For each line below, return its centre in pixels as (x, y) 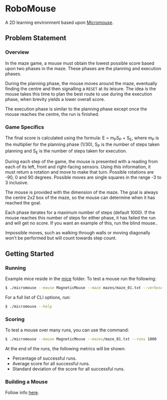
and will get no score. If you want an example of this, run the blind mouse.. (82, 223)
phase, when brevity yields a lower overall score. (55, 99)
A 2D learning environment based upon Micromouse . (59, 22)
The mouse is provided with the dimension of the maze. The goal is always (82, 193)
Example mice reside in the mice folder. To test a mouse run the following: (81, 279)
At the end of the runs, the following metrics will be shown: (65, 348)
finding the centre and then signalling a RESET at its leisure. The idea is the (81, 89)
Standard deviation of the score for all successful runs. (69, 369)
